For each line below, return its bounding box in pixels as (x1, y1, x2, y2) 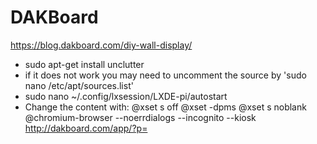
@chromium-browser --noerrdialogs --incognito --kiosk (24, 111, 257, 123)
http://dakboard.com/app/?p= (24, 122, 148, 134)
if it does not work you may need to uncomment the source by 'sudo (24, 69, 307, 81)
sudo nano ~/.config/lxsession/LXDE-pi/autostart (24, 90, 228, 102)
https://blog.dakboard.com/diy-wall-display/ (10, 39, 193, 51)
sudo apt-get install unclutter (24, 58, 145, 70)
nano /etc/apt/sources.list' (24, 79, 134, 91)
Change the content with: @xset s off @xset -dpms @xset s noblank (24, 101, 307, 113)
